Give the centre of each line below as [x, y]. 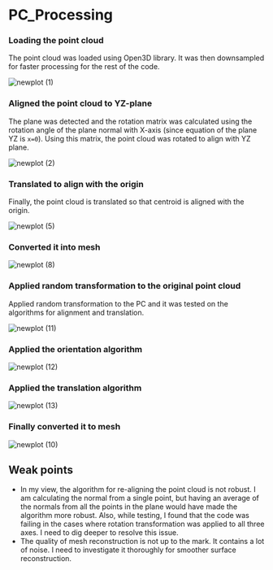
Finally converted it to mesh [65, 427]
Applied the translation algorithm [75, 388]
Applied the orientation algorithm [76, 349]
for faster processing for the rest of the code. [84, 67]
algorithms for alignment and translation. [76, 312]
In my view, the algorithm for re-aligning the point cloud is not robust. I [138, 490]
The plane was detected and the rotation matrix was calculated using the [130, 121]
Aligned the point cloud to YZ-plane [80, 103]
